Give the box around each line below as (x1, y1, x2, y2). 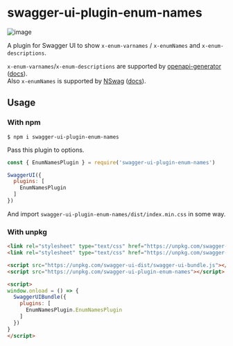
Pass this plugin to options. (7, 146, 85, 154)
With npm (7, 118, 41, 128)
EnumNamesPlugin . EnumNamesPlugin (25, 306, 123, 313)
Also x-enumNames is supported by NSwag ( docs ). (7, 76, 146, 85)
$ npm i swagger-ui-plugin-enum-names (7, 133, 119, 140)
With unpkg (7, 227, 47, 236)
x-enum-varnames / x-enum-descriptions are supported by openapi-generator (7, 62, 222, 70)
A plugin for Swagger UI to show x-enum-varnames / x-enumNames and (7, 41, 201, 49)
